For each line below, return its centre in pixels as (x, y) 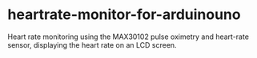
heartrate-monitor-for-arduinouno (124, 15)
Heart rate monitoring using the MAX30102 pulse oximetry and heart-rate (128, 37)
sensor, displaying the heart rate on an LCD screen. (92, 44)
